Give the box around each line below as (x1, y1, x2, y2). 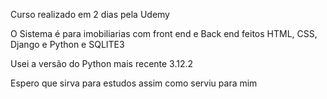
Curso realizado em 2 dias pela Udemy (10, 9, 170, 20)
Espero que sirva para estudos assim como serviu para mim (10, 77, 258, 89)
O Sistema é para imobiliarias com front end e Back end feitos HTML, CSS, (10, 28, 318, 39)
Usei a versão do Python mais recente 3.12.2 (10, 58, 194, 69)
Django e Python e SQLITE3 (10, 39, 125, 50)
